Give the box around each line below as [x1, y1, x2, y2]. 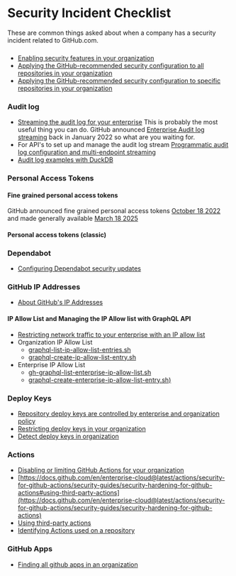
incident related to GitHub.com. [7, 36, 99, 44]
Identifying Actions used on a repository [17, 526, 135, 535]
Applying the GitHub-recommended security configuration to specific [17, 76, 221, 85]
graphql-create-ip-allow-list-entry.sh [28, 353, 137, 362]
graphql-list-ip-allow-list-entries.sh [28, 345, 131, 354]
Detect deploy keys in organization [17, 432, 119, 440]
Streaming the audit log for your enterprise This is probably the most [17, 118, 218, 126]
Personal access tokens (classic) [7, 230, 107, 239]
